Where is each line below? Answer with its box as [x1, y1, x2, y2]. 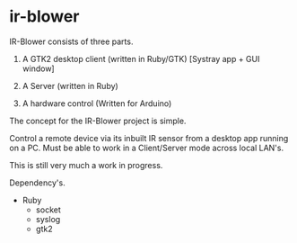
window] [22, 63, 56, 74]
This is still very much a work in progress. [9, 159, 163, 170]
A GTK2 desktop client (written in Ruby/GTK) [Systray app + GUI [22, 53, 260, 64]
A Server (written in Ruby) [22, 80, 118, 91]
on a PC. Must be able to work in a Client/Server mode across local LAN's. [9, 142, 284, 153]
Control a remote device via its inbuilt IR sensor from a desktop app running [9, 132, 289, 143]
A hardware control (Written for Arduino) [22, 97, 172, 109]
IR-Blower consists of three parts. [9, 36, 134, 47]
